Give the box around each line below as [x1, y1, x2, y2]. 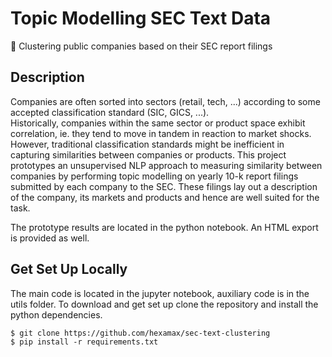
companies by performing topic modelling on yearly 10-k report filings [10, 170, 299, 182]
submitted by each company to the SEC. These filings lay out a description [10, 180, 318, 192]
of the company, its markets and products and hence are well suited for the [10, 191, 320, 203]
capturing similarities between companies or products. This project [10, 148, 287, 161]
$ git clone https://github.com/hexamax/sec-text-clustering [10, 328, 271, 338]
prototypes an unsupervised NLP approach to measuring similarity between [10, 159, 323, 171]
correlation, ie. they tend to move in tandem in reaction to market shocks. [10, 127, 312, 139]
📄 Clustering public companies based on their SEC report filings [10, 40, 273, 52]
